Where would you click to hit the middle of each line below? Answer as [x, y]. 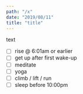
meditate [25, 65]
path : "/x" [19, 12]
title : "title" [25, 23]
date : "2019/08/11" [30, 17]
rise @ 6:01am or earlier [44, 51]
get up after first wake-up [46, 58]
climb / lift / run [33, 78]
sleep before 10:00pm [41, 84]
